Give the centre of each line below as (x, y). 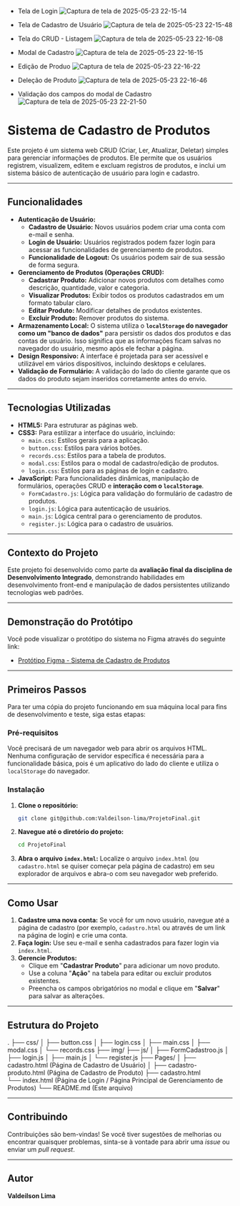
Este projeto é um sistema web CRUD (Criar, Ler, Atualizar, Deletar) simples (118, 150)
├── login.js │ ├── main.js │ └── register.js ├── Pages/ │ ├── (102, 1057)
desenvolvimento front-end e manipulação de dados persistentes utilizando (119, 585)
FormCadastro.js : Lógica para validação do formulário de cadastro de (130, 493)
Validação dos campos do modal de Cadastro (85, 94)
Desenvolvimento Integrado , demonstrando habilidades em (96, 578)
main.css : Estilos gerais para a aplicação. (89, 440)
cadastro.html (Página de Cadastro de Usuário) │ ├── (87, 1065)
